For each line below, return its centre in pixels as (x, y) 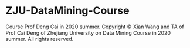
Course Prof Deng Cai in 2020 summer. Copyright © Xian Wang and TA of (95, 27)
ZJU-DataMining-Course (67, 11)
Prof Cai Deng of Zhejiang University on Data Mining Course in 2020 (88, 32)
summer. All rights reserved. (40, 39)
